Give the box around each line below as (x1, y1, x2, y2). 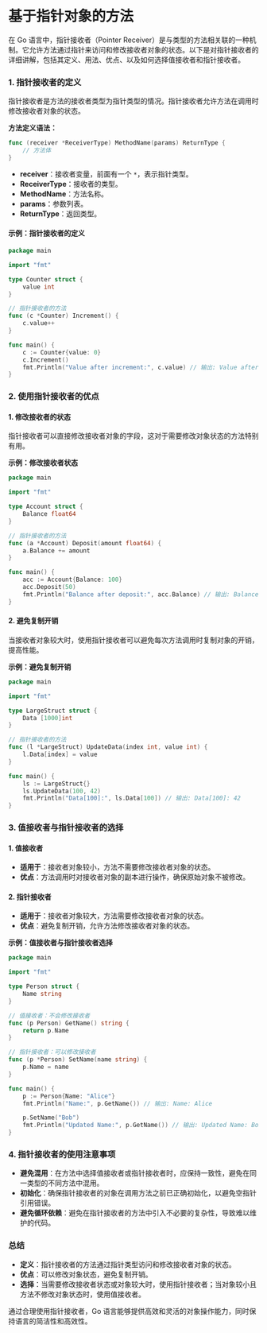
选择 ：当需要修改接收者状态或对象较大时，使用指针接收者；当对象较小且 (19, 1279, 257, 1288)
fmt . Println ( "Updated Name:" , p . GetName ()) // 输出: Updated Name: (22, 1122, 249, 1130)
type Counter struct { (8, 275, 83, 283)
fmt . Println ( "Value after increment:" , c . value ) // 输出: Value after (22, 363, 259, 371)
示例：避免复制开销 (8, 661, 72, 672)
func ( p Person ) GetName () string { (8, 1019, 130, 1027)
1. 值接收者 (8, 843, 44, 853)
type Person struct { (8, 982, 80, 990)
